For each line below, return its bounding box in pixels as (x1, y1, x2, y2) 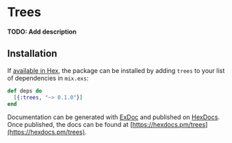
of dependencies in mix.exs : (7, 74, 89, 82)
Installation (7, 48, 57, 60)
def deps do (7, 87, 42, 95)
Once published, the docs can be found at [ (7, 121, 133, 129)
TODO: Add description (7, 27, 77, 36)
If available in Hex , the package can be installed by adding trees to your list (7, 66, 226, 74)
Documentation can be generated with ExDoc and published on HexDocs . (7, 113, 220, 121)
